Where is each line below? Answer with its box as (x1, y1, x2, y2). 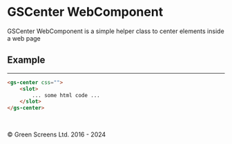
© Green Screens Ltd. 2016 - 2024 (7, 130, 106, 138)
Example (7, 54, 46, 66)
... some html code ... (32, 92, 100, 99)
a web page (7, 34, 41, 42)
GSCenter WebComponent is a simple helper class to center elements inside (7, 27, 224, 35)
